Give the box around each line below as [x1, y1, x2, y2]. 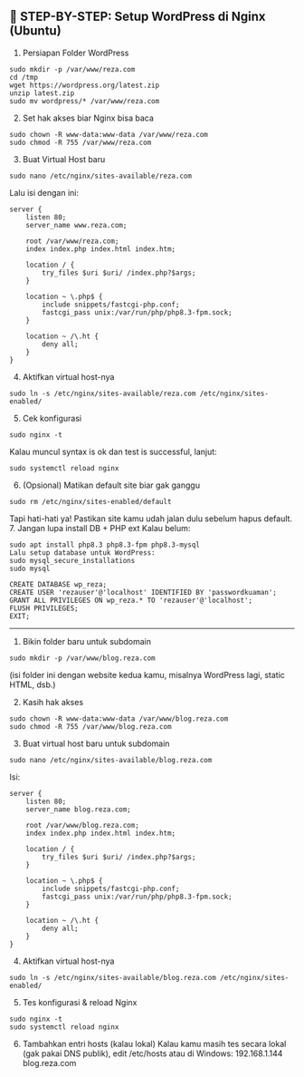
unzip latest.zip [9, 88, 75, 98]
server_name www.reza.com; [25, 220, 128, 229]
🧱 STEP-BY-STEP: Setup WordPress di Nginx [9, 9, 266, 24]
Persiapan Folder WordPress [22, 47, 129, 58]
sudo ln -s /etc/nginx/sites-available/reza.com [9, 389, 196, 398]
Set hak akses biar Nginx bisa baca [22, 112, 154, 123]
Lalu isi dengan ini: [9, 187, 80, 198]
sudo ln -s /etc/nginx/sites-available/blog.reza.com [9, 973, 217, 982]
